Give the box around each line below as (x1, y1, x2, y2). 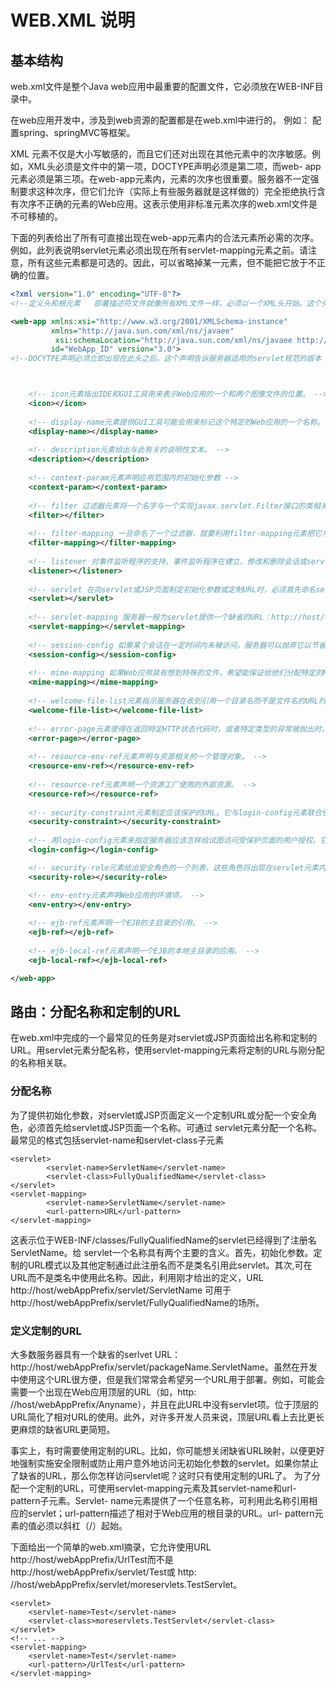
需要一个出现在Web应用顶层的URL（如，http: (10, 1386, 197, 1398)
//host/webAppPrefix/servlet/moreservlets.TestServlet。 (10, 1578, 243, 1590)
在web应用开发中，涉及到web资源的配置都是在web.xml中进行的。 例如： (10, 114, 311, 126)
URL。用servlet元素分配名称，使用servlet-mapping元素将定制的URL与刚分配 (10, 1044, 325, 1056)
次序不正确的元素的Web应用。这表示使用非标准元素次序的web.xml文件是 (18, 198, 318, 210)
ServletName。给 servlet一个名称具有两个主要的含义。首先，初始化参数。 (10, 1246, 314, 1258)
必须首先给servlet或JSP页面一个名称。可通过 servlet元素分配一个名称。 (27, 1121, 323, 1133)
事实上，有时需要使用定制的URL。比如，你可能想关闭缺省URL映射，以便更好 (10, 1444, 325, 1456)
